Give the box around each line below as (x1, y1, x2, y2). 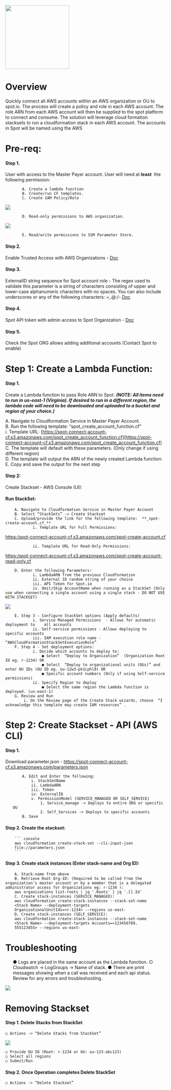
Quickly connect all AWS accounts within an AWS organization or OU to (5, 98, 155, 104)
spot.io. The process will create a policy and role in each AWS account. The (5, 103, 164, 109)
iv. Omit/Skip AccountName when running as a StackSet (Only (32, 586, 165, 591)
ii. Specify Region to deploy (32, 680, 97, 685)
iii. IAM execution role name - (32, 635, 101, 640)
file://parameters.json (14, 845, 65, 850)
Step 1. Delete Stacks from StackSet (5, 1020, 83, 1026)
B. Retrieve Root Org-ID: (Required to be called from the (14, 876, 142, 881)
